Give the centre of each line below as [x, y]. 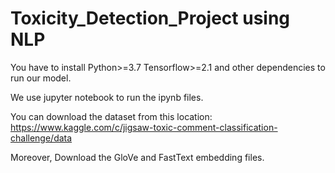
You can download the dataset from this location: [111, 116]
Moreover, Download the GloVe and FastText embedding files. [137, 157]
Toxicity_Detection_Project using [150, 18]
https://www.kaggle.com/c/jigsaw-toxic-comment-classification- [144, 127]
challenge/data [41, 138]
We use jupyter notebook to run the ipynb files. [107, 97]
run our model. [41, 78]
